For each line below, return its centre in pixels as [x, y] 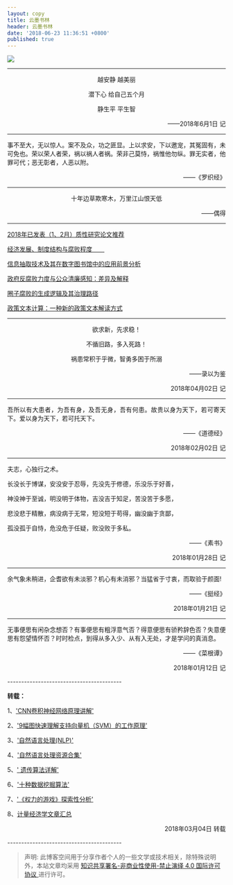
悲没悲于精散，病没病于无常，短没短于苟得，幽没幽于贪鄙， [92, 514]
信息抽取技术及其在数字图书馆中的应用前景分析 [74, 264]
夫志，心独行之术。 [35, 469]
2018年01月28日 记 [199, 558]
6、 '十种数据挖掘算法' [38, 784]
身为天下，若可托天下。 [64, 419]
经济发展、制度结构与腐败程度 [50, 249]
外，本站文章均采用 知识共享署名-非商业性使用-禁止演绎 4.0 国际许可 [122, 866]
